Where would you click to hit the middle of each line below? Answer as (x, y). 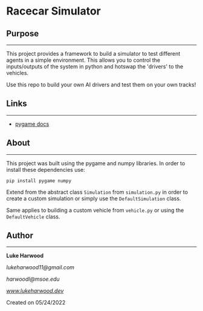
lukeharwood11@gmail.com (40, 267)
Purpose (23, 34)
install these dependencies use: (46, 169)
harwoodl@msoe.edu (33, 279)
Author (20, 236)
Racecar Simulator (54, 11)
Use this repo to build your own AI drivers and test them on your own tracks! (101, 85)
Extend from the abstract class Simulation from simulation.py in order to (97, 192)
